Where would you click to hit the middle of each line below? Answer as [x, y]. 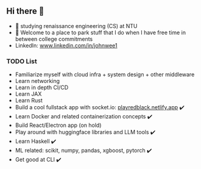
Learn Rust [29, 101]
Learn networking [37, 81]
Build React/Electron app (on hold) [58, 125]
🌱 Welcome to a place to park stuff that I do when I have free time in [100, 32]
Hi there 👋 [25, 11]
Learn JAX [28, 94]
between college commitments [54, 39]
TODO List [22, 61]
